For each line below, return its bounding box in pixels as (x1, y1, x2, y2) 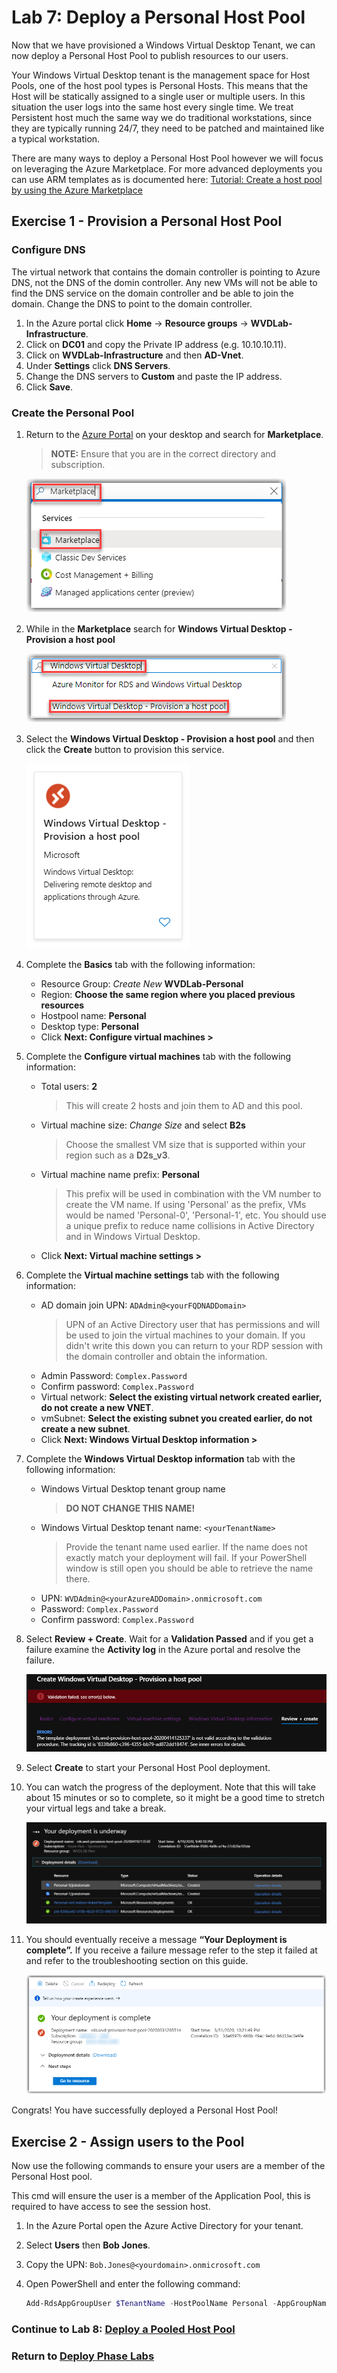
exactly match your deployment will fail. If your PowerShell (65, 1551, 308, 1563)
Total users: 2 (40, 1080, 98, 1092)
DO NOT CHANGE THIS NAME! (65, 1502, 196, 1514)
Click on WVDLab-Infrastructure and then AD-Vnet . (25, 349, 244, 361)
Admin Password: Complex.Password (40, 1369, 188, 1381)
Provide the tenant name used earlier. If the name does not (65, 1541, 308, 1553)
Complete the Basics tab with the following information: (25, 958, 256, 970)
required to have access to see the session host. (11, 2201, 211, 2213)
